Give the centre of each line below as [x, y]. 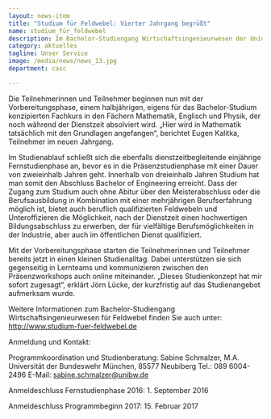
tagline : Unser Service [48, 53]
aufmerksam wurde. [42, 293]
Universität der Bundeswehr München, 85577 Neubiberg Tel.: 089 [118, 366]
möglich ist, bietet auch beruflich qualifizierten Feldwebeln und [113, 209]
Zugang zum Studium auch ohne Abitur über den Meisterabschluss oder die [134, 192]
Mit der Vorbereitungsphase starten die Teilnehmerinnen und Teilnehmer [129, 250]
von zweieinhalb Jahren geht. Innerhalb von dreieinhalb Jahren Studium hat [134, 174]
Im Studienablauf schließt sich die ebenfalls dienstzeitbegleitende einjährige [135, 157]
